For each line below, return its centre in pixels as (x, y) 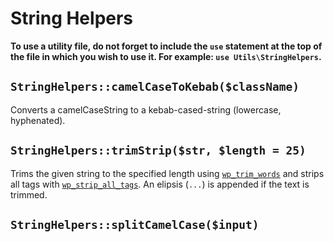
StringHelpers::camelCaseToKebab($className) (155, 87)
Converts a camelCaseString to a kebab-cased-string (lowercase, (146, 109)
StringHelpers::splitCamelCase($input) (135, 224)
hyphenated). (38, 120)
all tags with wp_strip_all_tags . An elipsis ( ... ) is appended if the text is (160, 184)
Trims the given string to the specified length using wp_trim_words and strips (167, 173)
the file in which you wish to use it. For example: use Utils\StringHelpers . (166, 56)
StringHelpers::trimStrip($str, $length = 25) (158, 150)
